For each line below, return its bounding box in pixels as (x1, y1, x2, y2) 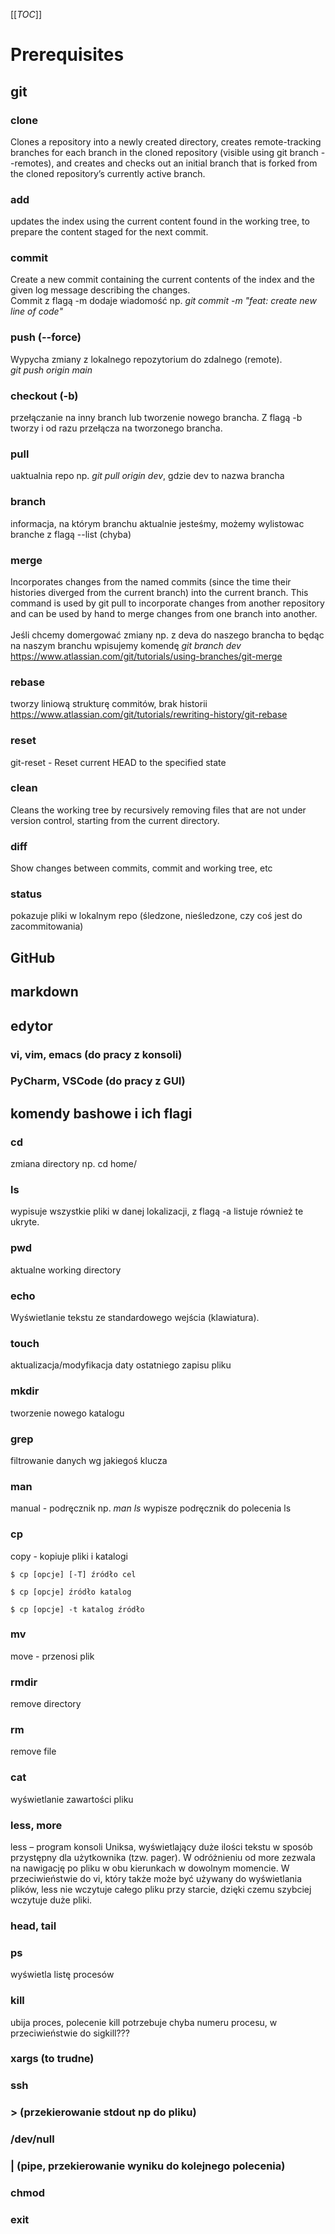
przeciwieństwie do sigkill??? (10, 2027, 130, 2039)
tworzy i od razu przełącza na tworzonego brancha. (10, 422, 223, 434)
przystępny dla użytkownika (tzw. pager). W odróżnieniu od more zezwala (10, 1852, 316, 1863)
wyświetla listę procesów (10, 1969, 115, 1981)
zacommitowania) (10, 920, 84, 933)
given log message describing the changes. (10, 284, 191, 296)
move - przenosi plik (10, 1650, 95, 1662)
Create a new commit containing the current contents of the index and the (10, 274, 316, 286)
